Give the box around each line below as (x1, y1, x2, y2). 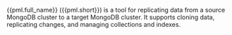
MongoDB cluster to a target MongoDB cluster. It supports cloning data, (6, 13, 215, 21)
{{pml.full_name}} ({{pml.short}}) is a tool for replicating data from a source (6, 6, 226, 14)
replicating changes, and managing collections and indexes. (6, 21, 181, 28)
